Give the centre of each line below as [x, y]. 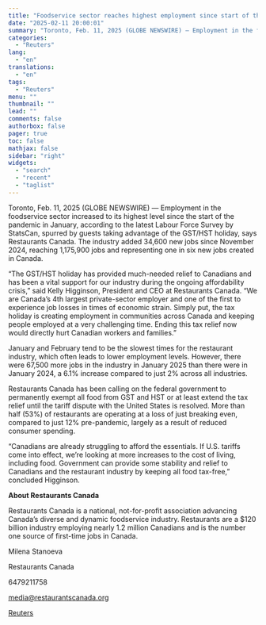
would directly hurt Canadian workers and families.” [92, 332]
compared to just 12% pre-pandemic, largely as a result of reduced [118, 422]
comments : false [35, 119]
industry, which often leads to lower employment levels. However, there [125, 356]
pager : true [28, 133]
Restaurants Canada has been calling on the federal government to [118, 389]
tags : [17, 82]
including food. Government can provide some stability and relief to [118, 463]
